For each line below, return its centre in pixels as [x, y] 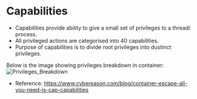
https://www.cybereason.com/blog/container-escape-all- [116, 83]
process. [26, 34]
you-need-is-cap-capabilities [52, 89]
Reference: [29, 83]
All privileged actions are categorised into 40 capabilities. [87, 40]
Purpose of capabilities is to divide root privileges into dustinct [93, 47]
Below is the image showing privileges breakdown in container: [85, 65]
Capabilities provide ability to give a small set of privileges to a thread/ [103, 28]
